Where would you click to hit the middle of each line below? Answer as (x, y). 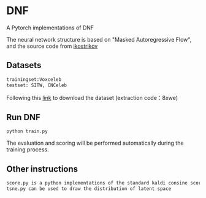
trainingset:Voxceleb (34, 79)
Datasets (24, 65)
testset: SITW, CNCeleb (37, 85)
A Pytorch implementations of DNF (50, 28)
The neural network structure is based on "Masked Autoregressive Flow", (99, 39)
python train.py (27, 131)
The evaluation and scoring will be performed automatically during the (95, 143)
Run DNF (24, 117)
